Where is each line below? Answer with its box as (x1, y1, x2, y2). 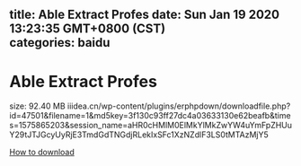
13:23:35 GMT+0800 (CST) (9, 22, 166, 37)
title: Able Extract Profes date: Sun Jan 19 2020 (9, 7, 280, 22)
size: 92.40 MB (9, 100, 66, 111)
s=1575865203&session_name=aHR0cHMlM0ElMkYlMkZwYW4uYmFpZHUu (9, 120, 293, 131)
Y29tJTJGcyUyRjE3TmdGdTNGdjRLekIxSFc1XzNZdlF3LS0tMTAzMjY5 (9, 129, 270, 140)
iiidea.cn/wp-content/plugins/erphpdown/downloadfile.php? (66, 100, 291, 111)
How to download (9, 147, 75, 158)
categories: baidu (9, 35, 111, 50)
